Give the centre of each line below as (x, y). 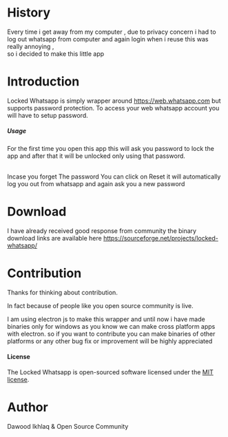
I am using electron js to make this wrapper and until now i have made (106, 319)
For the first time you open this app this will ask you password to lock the (111, 148)
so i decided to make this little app (56, 54)
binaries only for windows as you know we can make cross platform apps (111, 326)
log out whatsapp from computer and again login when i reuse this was (108, 39)
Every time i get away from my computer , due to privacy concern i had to (112, 32)
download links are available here (54, 238)
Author (28, 407)
